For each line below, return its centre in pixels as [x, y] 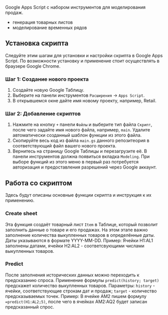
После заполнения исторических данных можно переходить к [72, 275]
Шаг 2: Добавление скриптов [43, 114]
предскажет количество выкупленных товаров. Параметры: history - [80, 285]
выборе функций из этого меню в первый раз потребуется [75, 162]
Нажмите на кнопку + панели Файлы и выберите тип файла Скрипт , [82, 124]
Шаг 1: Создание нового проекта [47, 79]
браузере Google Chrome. [33, 66]
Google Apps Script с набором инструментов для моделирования [75, 7]
